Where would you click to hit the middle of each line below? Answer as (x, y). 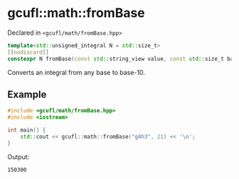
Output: (18, 156)
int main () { (27, 130)
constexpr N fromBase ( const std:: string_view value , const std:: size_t (116, 59)
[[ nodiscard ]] (28, 52)
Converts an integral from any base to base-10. (76, 72)
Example (27, 94)
